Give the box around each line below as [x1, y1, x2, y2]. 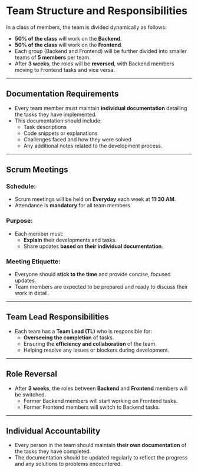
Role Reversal [6, 369, 58, 379]
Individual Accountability [6, 426, 101, 436]
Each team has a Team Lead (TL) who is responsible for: [14, 328, 152, 335]
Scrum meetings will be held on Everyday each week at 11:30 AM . [14, 196, 176, 203]
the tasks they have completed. [14, 448, 91, 455]
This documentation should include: [14, 117, 102, 124]
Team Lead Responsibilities [6, 312, 109, 322]
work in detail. [14, 290, 49, 297]
